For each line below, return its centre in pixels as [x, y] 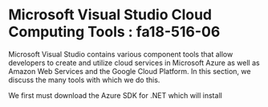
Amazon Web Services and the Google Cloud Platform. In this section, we [130, 71]
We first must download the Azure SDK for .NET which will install [115, 95]
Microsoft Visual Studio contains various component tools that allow [121, 54]
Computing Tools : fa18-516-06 [114, 32]
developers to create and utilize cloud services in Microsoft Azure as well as [134, 63]
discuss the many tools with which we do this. [84, 80]
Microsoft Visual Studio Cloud [110, 15]
